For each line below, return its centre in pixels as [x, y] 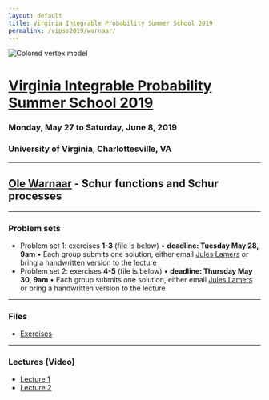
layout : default [35, 16]
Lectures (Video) [42, 362]
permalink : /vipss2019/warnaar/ [62, 30]
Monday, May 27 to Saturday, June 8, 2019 [93, 127]
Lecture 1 [35, 379]
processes [35, 196]
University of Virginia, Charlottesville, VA [90, 149]
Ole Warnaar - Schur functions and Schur [113, 184]
